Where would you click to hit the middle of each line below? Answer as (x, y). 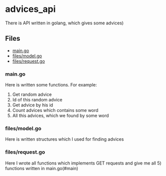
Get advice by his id (33, 105)
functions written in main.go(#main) (42, 168)
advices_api (31, 9)
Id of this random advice (37, 100)
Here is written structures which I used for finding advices (65, 139)
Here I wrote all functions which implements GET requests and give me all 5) (83, 163)
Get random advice (32, 94)
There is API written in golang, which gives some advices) (64, 23)
